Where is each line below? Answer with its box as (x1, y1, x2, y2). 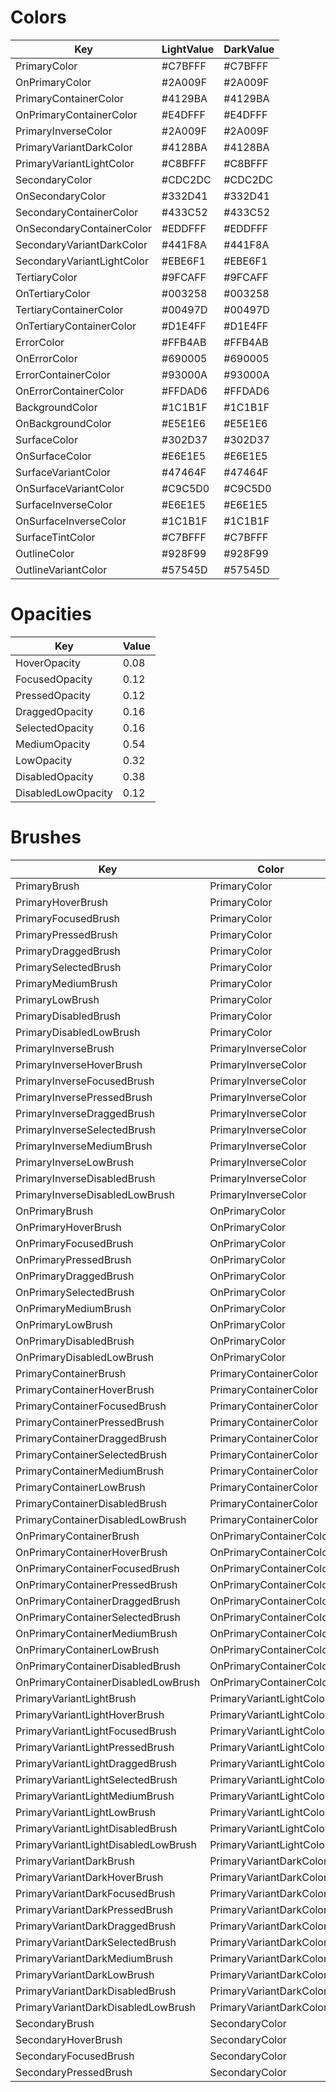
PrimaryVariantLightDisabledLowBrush (15, 1837, 197, 1851)
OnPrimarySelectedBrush (15, 1285, 135, 1299)
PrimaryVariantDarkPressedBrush (15, 1902, 174, 1916)
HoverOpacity (15, 656, 81, 670)
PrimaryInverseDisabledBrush (15, 1171, 156, 1185)
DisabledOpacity (15, 769, 94, 783)
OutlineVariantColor (15, 562, 108, 576)
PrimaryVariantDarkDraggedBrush (15, 1919, 177, 1933)
